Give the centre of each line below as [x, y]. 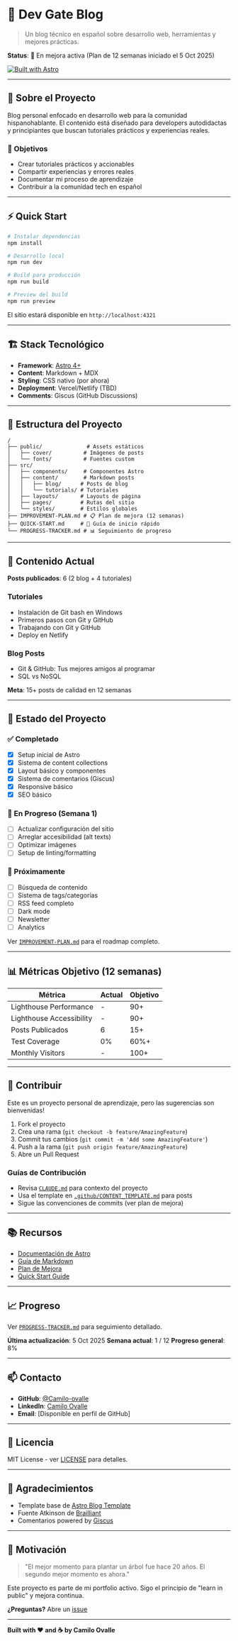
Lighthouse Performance [52, 1007]
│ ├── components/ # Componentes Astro [75, 472]
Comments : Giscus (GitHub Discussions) [78, 395]
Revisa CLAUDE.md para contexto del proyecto [83, 1188]
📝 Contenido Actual [51, 561]
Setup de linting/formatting [57, 853]
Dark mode [34, 911]
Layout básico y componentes [62, 770]
